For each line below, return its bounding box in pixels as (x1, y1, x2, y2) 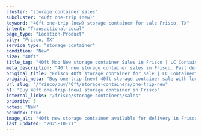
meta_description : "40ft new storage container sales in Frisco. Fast (6, 64, 187, 71)
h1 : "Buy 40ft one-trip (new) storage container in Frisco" (6, 87, 161, 93)
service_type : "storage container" (6, 43, 96, 49)
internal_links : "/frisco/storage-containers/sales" (6, 93, 141, 99)
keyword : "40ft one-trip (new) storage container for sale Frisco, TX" (6, 20, 189, 26)
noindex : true (6, 110, 42, 116)
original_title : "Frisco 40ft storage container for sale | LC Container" (6, 70, 198, 76)
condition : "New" (6, 48, 50, 54)
